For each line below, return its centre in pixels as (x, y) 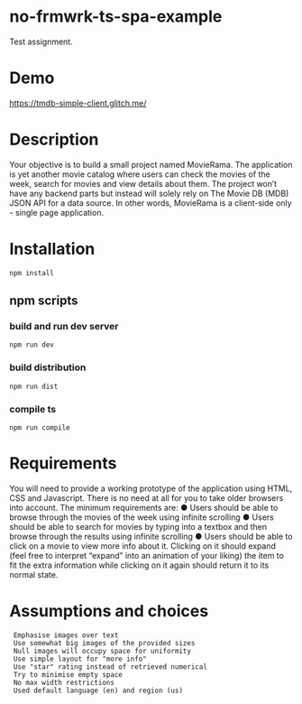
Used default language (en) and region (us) (98, 690)
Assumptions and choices (109, 611)
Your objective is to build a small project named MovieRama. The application (151, 164)
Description (54, 139)
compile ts (33, 409)
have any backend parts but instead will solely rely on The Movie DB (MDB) (149, 193)
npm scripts (44, 301)
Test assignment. (41, 42)
